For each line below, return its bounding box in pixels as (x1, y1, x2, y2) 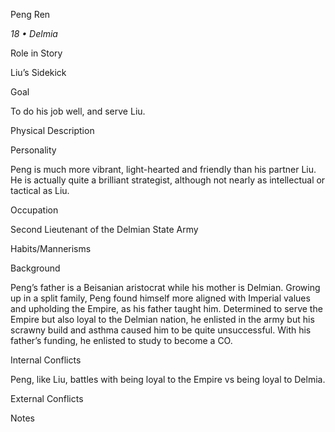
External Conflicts (10, 393, 84, 404)
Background (10, 262, 61, 274)
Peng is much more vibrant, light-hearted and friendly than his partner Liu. (10, 164, 317, 175)
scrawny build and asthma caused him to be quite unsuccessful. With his (10, 324, 312, 336)
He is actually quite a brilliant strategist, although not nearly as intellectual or (10, 174, 326, 186)
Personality (10, 144, 57, 156)
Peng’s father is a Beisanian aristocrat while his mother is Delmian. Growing (10, 282, 321, 293)
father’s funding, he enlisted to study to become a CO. (10, 335, 233, 346)
